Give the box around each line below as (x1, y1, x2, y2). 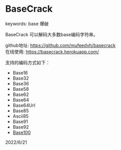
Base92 (12, 123, 29, 130)
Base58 (12, 86, 29, 92)
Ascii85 (12, 113, 29, 119)
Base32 (12, 75, 29, 81)
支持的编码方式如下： (5, 59, 50, 65)
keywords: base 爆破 (5, 20, 49, 27)
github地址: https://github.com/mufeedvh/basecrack (5, 42, 116, 48)
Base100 (12, 129, 31, 135)
